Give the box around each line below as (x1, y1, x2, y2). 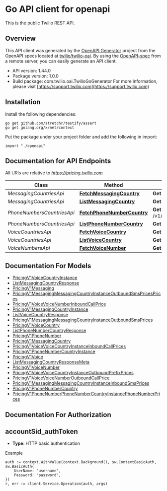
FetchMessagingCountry (79, 190, 140, 197)
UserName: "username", (14, 468, 61, 474)
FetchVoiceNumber (79, 245, 126, 252)
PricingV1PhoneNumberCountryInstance (12, 349, 95, 354)
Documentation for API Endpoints (5, 156, 111, 165)
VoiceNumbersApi (7, 245, 50, 252)
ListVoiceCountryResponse (12, 312, 69, 318)
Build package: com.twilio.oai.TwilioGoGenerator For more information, (12, 78, 158, 84)
